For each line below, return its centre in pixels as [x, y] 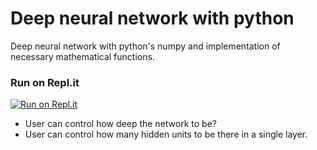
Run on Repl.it [45, 82]
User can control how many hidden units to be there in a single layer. [166, 134]
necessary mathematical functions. [82, 56]
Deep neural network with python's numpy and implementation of [145, 46]
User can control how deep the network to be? [120, 124]
